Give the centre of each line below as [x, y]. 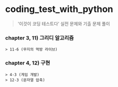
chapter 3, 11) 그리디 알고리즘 [40, 37]
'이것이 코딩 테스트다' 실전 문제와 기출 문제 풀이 [64, 23]
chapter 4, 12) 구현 [28, 63]
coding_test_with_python [59, 9]
